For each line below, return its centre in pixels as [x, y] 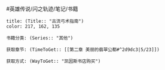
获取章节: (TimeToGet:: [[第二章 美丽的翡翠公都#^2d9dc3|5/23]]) [83, 50]
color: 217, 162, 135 [33, 26]
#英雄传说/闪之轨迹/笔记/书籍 [42, 9]
